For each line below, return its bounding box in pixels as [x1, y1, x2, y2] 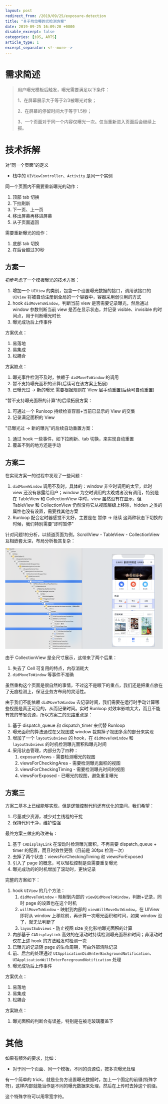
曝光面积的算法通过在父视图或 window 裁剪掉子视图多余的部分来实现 [12, 728, 154, 734]
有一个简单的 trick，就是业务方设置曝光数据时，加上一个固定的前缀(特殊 [5, 1076, 153, 1082]
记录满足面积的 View [12, 414, 55, 420]
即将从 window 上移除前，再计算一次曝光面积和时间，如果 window [19, 913, 156, 919]
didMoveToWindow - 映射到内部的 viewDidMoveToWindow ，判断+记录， [19, 894, 157, 900]
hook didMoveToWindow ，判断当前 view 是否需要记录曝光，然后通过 [12, 300, 149, 306]
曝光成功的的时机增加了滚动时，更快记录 [12, 866, 96, 872]
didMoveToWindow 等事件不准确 [12, 671, 74, 678]
